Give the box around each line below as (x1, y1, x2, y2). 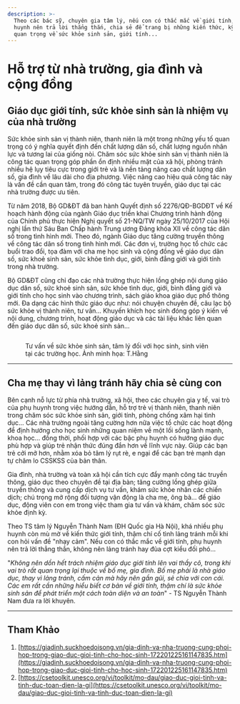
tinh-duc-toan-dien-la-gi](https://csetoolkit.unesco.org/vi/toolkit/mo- (17, 680, 223, 689)
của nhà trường (7, 116, 77, 128)
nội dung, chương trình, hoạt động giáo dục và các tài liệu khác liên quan (7, 314, 222, 323)
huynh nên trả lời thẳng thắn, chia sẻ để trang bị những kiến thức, (14, 24, 225, 31)
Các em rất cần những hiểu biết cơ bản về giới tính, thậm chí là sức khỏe (7, 581, 223, 590)
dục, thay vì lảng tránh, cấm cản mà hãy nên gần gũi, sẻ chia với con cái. (7, 574, 225, 583)
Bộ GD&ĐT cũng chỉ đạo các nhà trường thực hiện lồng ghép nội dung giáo (7, 276, 228, 285)
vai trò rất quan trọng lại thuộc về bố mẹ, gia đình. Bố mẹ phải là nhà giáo (7, 566, 226, 575)
